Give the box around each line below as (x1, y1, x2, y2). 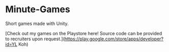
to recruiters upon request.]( (5, 36, 65, 42)
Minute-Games (5, 4, 70, 15)
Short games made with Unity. (5, 20, 69, 27)
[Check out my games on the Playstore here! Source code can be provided (5, 30, 162, 36)
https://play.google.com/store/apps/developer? (64, 36, 164, 42)
